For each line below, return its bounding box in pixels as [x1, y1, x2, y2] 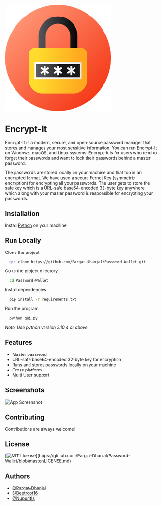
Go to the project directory [5, 268, 58, 274]
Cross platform [12, 367, 42, 372]
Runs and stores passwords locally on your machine [12, 362, 116, 368]
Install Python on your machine [5, 222, 67, 228]
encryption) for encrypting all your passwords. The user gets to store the [5, 180, 150, 186]
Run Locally [5, 236, 41, 245]
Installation [5, 209, 40, 218]
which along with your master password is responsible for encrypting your [5, 190, 153, 196]
